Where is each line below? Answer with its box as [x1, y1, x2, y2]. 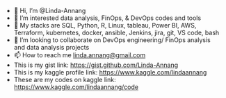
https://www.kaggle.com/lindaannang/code [13, 83, 139, 91]
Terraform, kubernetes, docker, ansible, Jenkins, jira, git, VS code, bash [13, 28, 220, 37]
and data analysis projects [13, 43, 90, 51]
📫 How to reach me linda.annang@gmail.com [13, 51, 146, 59]
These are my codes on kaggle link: [13, 76, 116, 84]
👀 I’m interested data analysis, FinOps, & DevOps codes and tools [13, 14, 202, 22]
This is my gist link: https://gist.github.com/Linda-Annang [13, 61, 179, 69]
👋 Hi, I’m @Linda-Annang [13, 7, 86, 14]
